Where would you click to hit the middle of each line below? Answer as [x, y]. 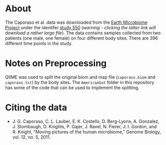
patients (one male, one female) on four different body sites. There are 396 [82, 38]
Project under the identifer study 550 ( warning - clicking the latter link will [81, 27]
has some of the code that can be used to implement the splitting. [72, 88]
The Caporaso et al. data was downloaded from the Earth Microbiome [76, 22]
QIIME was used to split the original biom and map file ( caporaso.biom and [80, 77]
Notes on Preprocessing [56, 64]
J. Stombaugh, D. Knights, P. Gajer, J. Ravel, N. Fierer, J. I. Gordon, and [84, 126]
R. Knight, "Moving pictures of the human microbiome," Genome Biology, [86, 132]
